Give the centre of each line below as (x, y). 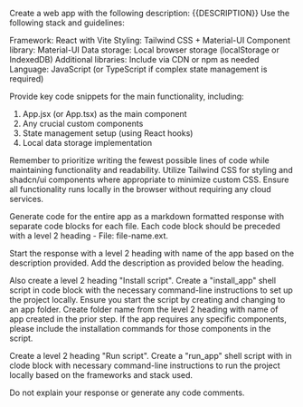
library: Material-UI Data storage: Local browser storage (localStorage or (145, 50)
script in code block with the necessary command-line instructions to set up (151, 290)
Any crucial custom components (83, 123)
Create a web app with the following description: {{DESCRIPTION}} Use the (150, 13)
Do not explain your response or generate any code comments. (127, 392)
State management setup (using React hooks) (108, 133)
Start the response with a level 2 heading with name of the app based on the (152, 253)
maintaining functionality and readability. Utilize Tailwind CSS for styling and (151, 170)
